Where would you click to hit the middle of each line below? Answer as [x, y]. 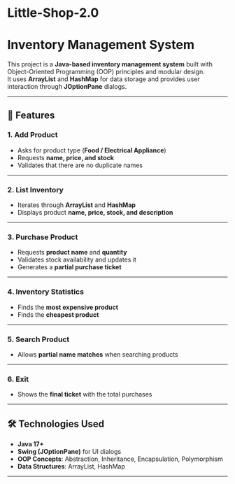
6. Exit [18, 379]
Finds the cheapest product [58, 314]
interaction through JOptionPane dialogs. [67, 87]
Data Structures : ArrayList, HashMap [71, 467]
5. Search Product [38, 339]
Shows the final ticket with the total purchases [85, 394]
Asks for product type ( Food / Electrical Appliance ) [92, 150]
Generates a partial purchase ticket [69, 267]
